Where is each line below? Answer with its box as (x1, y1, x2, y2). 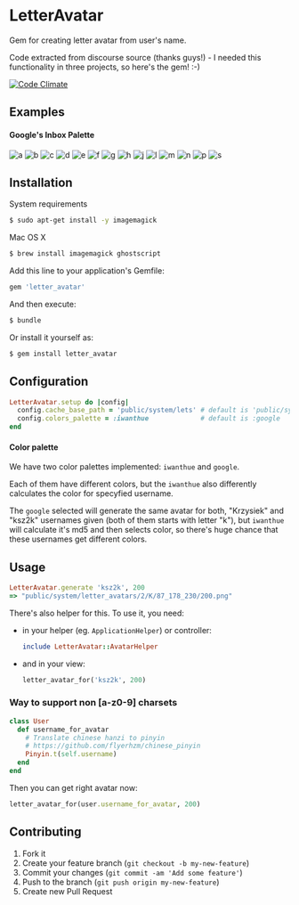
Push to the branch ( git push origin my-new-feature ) (21, 876, 220, 887)
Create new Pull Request (21, 885, 113, 896)
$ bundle (9, 315, 42, 325)
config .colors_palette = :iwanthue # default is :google (17, 414, 280, 423)
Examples (9, 104, 65, 120)
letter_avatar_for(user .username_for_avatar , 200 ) (9, 799, 201, 809)
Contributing (9, 825, 82, 840)
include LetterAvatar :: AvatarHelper (21, 642, 158, 651)
